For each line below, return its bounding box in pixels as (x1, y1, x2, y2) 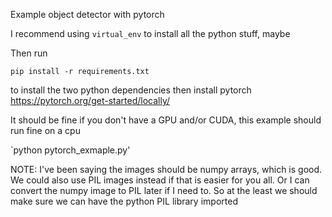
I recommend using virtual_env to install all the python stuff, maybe (10, 28, 291, 39)
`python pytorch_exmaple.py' (10, 144, 131, 156)
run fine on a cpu (10, 125, 81, 136)
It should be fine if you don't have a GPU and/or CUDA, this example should (10, 114, 322, 126)
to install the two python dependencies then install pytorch (10, 84, 252, 96)
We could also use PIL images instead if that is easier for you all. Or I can (10, 174, 310, 186)
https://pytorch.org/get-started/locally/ (10, 95, 171, 106)
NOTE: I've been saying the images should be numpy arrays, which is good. (10, 164, 323, 175)
